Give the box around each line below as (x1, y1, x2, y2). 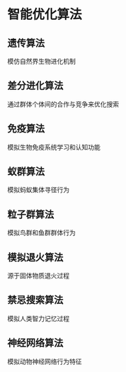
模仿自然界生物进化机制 (7, 57, 76, 65)
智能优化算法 (7, 6, 83, 23)
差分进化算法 (7, 79, 64, 92)
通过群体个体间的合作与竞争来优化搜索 (7, 100, 119, 108)
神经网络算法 (7, 337, 64, 349)
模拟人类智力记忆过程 (7, 314, 69, 322)
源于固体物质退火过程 (7, 271, 69, 280)
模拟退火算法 (7, 251, 64, 263)
